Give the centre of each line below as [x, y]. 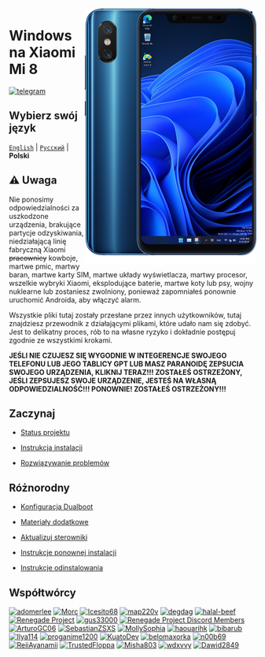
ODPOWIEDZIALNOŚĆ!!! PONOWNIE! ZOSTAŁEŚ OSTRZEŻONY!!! [118, 388]
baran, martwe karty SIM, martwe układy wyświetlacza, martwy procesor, [129, 274]
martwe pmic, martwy [44, 266]
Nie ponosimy [31, 199]
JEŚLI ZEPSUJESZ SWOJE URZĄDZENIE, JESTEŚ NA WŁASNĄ [113, 380]
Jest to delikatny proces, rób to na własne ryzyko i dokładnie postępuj [122, 332]
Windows [40, 36]
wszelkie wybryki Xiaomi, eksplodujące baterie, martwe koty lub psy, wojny [131, 283]
